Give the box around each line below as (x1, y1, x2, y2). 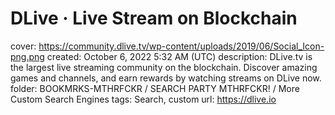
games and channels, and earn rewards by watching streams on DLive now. (10, 72, 322, 84)
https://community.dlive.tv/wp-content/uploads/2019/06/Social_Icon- (38, 40, 325, 52)
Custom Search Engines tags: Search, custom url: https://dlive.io (10, 93, 277, 105)
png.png (10, 50, 45, 62)
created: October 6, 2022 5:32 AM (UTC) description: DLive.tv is (46, 50, 313, 62)
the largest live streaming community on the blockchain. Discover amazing (10, 61, 318, 73)
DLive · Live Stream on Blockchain (10, 7, 298, 30)
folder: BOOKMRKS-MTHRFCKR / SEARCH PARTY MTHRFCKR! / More (10, 82, 300, 94)
